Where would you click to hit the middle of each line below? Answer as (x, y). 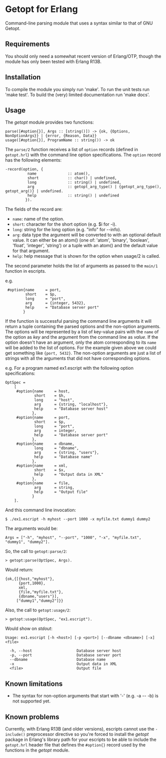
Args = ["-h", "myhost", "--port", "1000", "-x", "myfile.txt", (73, 538)
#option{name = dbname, (45, 444)
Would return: (19, 570)
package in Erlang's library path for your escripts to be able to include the (81, 739)
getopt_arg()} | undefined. (34, 191)
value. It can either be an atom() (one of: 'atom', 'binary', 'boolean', (81, 240)
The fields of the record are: (34, 209)
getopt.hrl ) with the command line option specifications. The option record (83, 155)
